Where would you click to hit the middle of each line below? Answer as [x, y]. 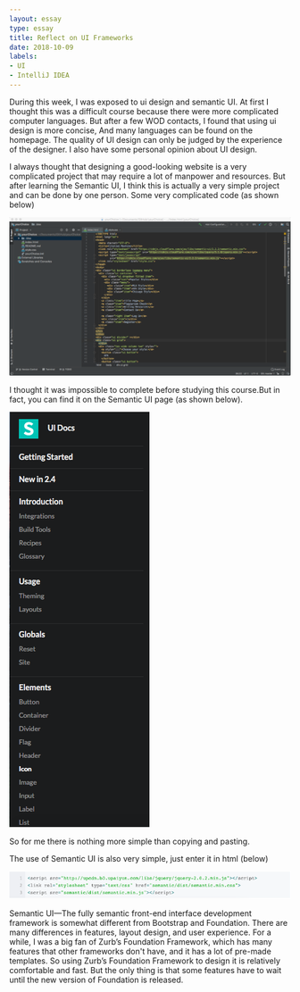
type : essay [31, 28]
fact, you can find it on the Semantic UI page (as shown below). [126, 399]
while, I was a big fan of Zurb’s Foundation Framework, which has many [141, 942]
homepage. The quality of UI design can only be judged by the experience [146, 139]
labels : [24, 57]
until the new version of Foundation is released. [96, 980]
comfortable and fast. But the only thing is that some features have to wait [146, 971]
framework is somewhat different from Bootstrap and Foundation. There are [149, 923]
